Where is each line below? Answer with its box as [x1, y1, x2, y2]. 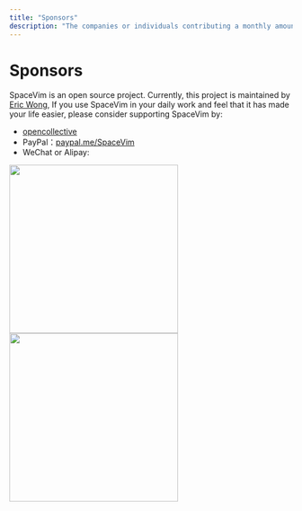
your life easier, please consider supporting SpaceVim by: [9, 109, 223, 119]
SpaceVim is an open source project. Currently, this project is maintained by [9, 90, 290, 101]
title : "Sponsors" [9, 13, 78, 22]
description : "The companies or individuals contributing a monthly [9, 22, 271, 31]
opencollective [22, 127, 78, 137]
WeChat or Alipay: [22, 147, 90, 158]
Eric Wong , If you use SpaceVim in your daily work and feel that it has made [9, 100, 289, 110]
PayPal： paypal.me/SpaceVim [22, 137, 135, 148]
